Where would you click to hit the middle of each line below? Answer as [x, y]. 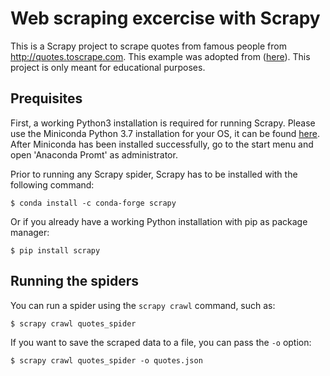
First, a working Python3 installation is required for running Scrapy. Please [163, 123]
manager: [30, 232]
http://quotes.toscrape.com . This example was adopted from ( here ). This [160, 56]
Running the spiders [75, 281]
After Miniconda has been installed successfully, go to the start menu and [162, 144]
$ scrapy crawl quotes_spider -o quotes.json [106, 360]
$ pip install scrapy [55, 250]
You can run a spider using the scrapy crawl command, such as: [143, 305]
